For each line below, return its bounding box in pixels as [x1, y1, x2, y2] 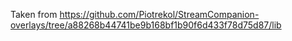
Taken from [10, 9, 58, 20]
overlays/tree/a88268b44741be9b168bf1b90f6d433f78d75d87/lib [10, 19, 282, 31]
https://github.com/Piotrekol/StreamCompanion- [59, 9, 260, 20]
